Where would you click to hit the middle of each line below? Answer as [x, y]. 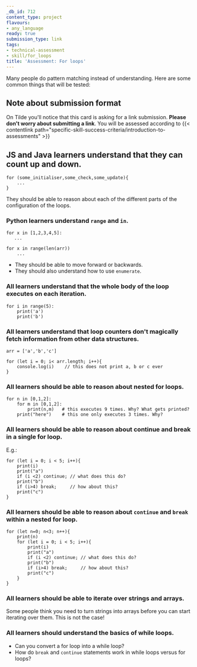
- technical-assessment [36, 50]
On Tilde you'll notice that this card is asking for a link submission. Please [96, 117]
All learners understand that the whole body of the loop [88, 286]
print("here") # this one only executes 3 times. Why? [90, 415]
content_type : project [34, 17]
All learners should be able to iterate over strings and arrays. [96, 598]
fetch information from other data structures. [73, 339]
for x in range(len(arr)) [38, 249]
